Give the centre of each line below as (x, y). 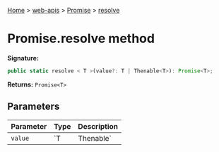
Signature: (23, 58)
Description (98, 126)
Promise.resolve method (81, 39)
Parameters (34, 107)
